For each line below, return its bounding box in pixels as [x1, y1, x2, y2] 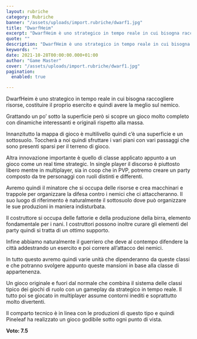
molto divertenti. [6, 299, 46, 306]
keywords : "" [6, 47, 38, 53]
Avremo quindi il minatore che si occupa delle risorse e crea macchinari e [6, 184, 184, 191]
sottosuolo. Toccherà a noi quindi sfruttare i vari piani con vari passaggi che [6, 137, 189, 144]
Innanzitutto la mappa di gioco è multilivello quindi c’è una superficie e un [6, 130, 184, 138]
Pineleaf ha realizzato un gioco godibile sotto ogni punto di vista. [6, 316, 162, 323]
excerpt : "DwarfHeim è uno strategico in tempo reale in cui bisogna [6, 30, 180, 36]
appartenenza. [6, 268, 42, 276]
